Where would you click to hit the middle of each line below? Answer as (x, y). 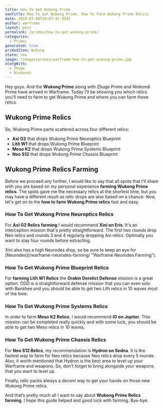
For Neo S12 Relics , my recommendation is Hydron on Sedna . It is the (75, 350)
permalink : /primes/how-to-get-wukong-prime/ (52, 32)
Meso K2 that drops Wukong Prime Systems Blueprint (66, 149)
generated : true (21, 46)
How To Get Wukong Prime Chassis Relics (55, 340)
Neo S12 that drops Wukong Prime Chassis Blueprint (65, 154)
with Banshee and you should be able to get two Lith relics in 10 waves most (81, 289)
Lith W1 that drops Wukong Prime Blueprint (55, 143)
